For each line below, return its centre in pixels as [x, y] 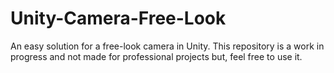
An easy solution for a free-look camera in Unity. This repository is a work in [167, 46]
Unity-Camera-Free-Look [118, 18]
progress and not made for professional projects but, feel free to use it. [156, 56]
